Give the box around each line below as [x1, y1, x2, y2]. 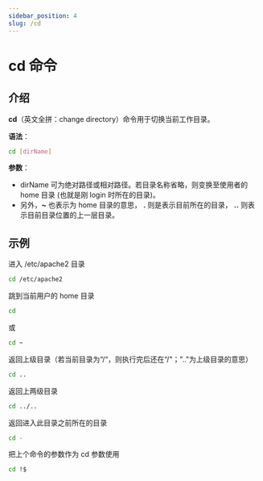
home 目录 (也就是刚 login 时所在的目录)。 [19, 190, 160, 200]
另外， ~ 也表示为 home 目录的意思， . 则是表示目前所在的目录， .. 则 [19, 200, 249, 210]
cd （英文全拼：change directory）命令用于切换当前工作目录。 [8, 114, 215, 123]
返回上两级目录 [8, 386, 58, 395]
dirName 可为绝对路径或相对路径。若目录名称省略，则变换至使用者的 [19, 180, 249, 190]
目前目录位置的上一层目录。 [27, 211, 119, 220]
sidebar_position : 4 [8, 11, 78, 20]
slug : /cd [8, 19, 42, 27]
